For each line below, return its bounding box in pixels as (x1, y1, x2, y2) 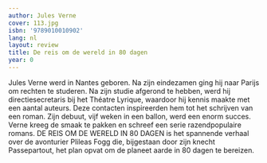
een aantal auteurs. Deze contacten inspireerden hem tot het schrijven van (8, 103, 253, 112)
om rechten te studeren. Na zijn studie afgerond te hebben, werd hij (8, 86, 231, 95)
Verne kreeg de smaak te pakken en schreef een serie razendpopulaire (8, 120, 241, 130)
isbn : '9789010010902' (8, 26, 84, 34)
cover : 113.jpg (8, 19, 59, 27)
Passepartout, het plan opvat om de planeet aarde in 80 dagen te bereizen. (8, 145, 255, 155)
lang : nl (8, 33, 37, 42)
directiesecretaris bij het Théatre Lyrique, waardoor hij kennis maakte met (8, 95, 250, 104)
